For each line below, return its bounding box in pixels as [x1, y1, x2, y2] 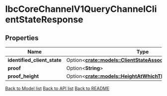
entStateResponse [5, 14, 83, 25]
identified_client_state [7, 57, 62, 63]
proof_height [7, 73, 39, 80]
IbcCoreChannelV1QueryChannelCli [5, 3, 157, 15]
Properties [5, 34, 39, 42]
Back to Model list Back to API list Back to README [5, 86, 110, 91]
